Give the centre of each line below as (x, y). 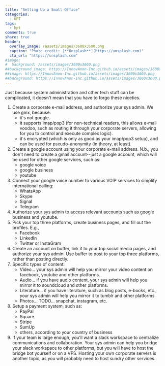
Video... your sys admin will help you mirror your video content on (86, 269)
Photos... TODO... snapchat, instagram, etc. (63, 300)
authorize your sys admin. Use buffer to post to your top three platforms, (86, 254)
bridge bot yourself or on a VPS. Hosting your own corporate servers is (84, 353)
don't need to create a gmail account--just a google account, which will (84, 154)
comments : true (21, 33)
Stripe (26, 322)
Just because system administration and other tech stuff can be (70, 92)
